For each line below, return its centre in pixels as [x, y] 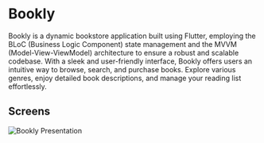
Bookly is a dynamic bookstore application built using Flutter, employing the [132, 36]
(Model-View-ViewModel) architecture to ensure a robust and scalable [124, 52]
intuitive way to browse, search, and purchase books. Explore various [122, 69]
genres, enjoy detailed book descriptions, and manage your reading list [125, 78]
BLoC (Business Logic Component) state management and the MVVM [122, 44]
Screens [29, 112]
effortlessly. [28, 86]
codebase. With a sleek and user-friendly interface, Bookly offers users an [130, 61]
